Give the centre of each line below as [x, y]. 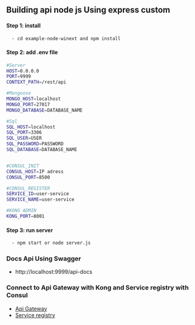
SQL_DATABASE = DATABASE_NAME [42, 150]
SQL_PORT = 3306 [24, 133]
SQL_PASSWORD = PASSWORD [35, 144]
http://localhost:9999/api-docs [54, 272]
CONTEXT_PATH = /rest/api [36, 82]
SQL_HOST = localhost [31, 127]
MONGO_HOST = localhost [34, 99]
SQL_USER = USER [24, 138]
